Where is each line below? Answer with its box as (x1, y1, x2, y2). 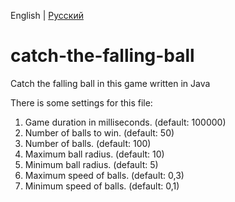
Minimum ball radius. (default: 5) (24, 158, 159, 170)
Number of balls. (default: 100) (24, 137, 152, 149)
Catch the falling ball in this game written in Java (10, 77, 211, 89)
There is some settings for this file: (10, 96, 153, 109)
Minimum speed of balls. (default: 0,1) (24, 180, 180, 192)
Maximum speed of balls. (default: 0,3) (24, 169, 185, 181)
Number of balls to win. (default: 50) (24, 126, 175, 139)
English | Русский (10, 10, 84, 21)
